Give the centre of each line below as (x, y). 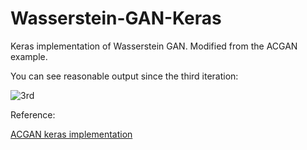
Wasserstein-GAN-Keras (116, 18)
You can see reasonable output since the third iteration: (124, 76)
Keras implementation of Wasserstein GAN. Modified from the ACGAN (154, 46)
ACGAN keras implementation (71, 134)
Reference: (33, 114)
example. (29, 56)
